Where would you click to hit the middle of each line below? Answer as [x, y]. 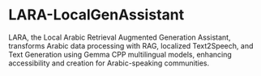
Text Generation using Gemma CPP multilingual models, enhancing [120, 54]
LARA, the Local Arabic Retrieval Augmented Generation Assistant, [120, 37]
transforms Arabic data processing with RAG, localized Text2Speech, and [131, 45]
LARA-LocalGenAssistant [96, 15]
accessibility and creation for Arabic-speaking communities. [109, 63]
